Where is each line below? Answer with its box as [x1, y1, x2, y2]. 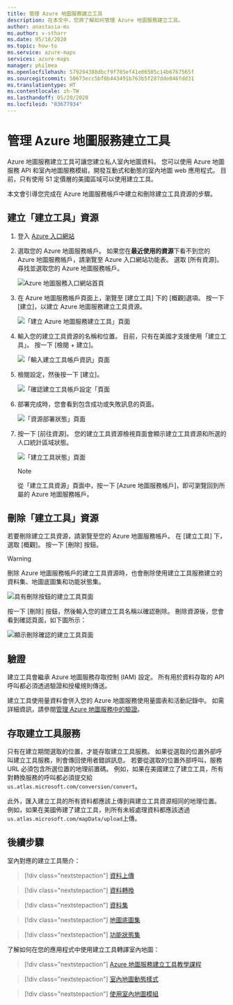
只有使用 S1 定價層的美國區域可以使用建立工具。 [19, 175, 158, 183]
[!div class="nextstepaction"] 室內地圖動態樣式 [24, 974, 159, 983]
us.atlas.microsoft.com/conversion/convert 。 [7, 782, 141, 790]
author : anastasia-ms [7, 23, 70, 30]
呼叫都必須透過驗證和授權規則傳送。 [7, 682, 111, 690]
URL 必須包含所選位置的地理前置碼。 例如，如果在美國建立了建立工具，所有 [7, 765, 224, 773]
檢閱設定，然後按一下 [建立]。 [17, 370, 103, 378]
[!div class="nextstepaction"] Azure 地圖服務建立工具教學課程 [24, 960, 202, 968]
